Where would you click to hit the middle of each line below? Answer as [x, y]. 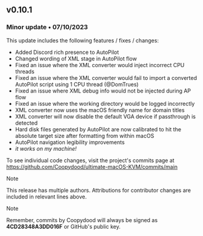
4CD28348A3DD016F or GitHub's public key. [64, 226]
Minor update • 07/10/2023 [47, 27]
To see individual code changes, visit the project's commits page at [90, 160]
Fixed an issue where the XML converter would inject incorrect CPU [100, 65]
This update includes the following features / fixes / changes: [83, 40]
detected [26, 123]
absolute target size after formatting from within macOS [85, 136]
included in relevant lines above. [46, 197]
